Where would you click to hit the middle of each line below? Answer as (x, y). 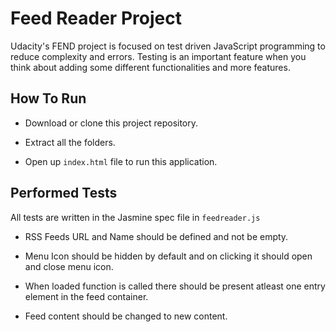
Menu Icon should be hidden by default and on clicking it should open (168, 256)
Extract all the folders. (70, 142)
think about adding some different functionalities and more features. (150, 67)
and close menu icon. (69, 266)
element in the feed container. (86, 296)
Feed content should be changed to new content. (126, 316)
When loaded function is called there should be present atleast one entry (175, 286)
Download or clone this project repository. (111, 123)
